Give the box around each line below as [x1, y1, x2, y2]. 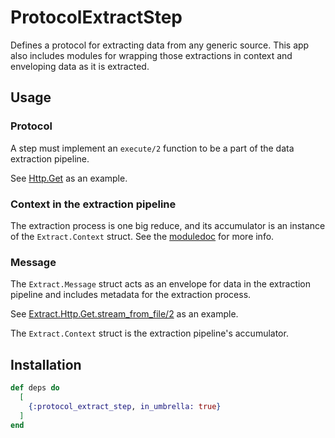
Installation [10, 356, 82, 373]
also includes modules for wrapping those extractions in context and [10, 49, 293, 61]
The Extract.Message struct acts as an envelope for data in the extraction [10, 278, 312, 290]
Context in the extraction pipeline [10, 197, 177, 211]
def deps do [10, 383, 60, 393]
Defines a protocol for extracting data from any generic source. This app [10, 39, 310, 51]
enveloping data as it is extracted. [10, 60, 150, 72]
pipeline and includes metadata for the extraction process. [10, 289, 252, 301]
